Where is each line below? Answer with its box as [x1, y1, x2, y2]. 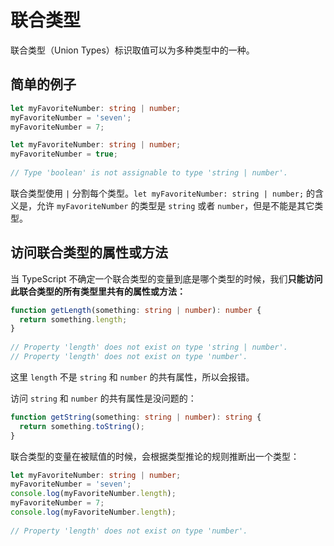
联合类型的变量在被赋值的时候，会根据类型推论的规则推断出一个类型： [10, 450, 300, 462]
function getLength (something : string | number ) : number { [10, 305, 262, 315]
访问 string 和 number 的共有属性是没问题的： [10, 392, 197, 404]
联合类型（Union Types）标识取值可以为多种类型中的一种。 [10, 44, 255, 56]
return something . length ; [19, 314, 128, 325]
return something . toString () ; [19, 421, 145, 431]
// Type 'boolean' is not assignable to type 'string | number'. [10, 168, 288, 178]
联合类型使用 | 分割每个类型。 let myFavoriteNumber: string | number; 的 [10, 187, 316, 199]
